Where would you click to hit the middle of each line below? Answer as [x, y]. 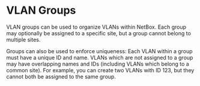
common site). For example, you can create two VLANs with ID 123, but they [100, 70]
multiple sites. [23, 39]
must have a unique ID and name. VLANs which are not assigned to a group [100, 57]
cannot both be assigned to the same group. [61, 76]
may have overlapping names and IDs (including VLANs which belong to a [98, 64]
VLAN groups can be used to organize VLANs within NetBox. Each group [96, 27]
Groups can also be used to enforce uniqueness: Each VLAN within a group [100, 51]
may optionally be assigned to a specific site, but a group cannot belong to [98, 33]
